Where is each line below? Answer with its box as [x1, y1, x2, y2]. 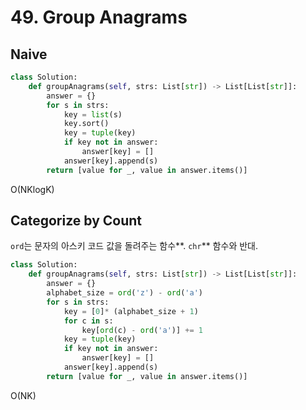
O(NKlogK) [10, 183, 55, 195]
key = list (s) [63, 109, 123, 120]
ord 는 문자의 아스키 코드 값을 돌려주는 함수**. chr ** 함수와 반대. [10, 240, 258, 252]
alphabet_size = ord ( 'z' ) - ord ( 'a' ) [46, 288, 203, 298]
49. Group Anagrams [10, 6, 188, 29]
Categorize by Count [10, 212, 143, 230]
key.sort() [63, 119, 110, 129]
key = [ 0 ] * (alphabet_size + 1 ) [63, 306, 199, 316]
